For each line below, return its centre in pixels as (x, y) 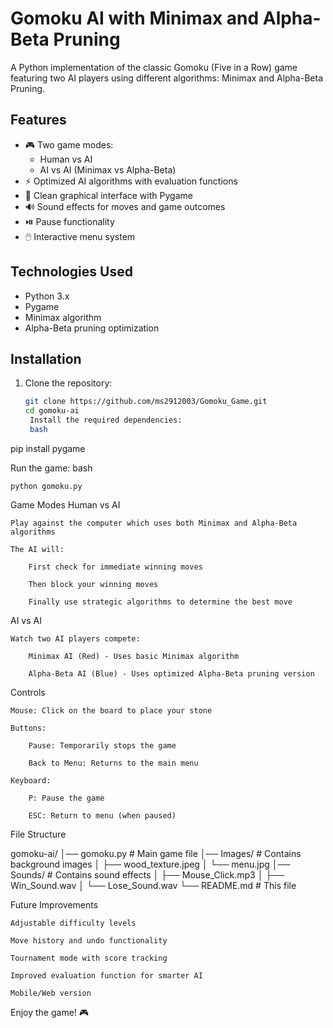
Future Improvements (54, 904)
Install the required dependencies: (106, 420)
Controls (28, 692)
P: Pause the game (66, 798)
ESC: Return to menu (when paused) (102, 815)
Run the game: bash (51, 468)
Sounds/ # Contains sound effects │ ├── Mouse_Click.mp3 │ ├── (147, 874)
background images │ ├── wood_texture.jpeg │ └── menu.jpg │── (150, 864)
